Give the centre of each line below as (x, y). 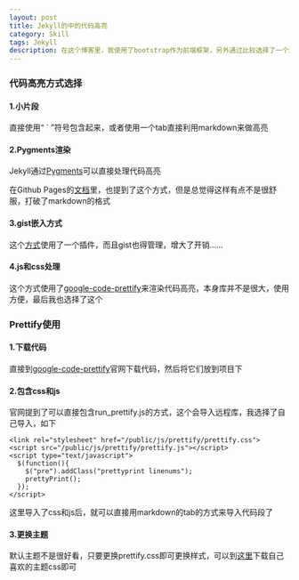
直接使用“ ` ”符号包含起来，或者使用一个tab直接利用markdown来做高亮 (139, 128)
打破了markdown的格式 (68, 201)
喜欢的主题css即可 (43, 567)
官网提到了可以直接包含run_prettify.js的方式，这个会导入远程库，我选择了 (144, 412)
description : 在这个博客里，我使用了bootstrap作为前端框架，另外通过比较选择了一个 (149, 51)
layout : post (33, 17)
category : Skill (39, 34)
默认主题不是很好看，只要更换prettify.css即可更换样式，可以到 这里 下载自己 (147, 556)
